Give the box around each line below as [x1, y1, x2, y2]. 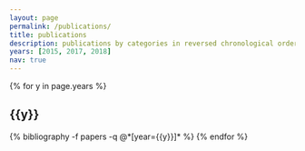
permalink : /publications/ [9, 22, 112, 31]
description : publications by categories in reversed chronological [9, 38, 274, 48]
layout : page [9, 13, 59, 23]
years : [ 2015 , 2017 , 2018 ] [9, 47, 112, 56]
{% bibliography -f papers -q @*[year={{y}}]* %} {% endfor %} [9, 131, 249, 142]
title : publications [9, 30, 88, 39]
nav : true [9, 55, 47, 65]
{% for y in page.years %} [9, 81, 107, 91]
